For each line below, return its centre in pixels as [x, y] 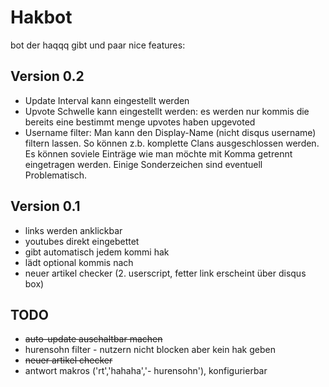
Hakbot [41, 17]
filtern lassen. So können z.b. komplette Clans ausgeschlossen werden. [172, 143]
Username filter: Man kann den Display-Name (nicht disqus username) [170, 132]
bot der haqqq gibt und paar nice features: [98, 45]
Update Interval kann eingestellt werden [107, 100]
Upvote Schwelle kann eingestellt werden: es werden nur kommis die [167, 111]
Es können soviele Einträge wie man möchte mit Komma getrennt [158, 153]
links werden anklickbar [73, 230]
